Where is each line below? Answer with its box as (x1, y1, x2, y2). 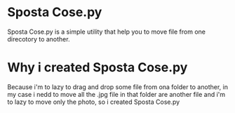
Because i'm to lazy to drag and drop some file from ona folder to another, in (7, 82, 228, 91)
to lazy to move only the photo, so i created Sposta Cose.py (7, 98, 180, 106)
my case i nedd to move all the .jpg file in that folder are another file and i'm (7, 90, 226, 98)
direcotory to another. (7, 34, 70, 43)
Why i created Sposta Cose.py (7, 60, 188, 76)
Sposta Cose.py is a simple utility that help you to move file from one (7, 27, 206, 36)
